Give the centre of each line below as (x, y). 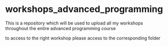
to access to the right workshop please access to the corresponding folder (83, 38)
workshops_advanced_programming (84, 9)
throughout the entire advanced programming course (61, 28)
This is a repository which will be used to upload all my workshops (74, 23)
